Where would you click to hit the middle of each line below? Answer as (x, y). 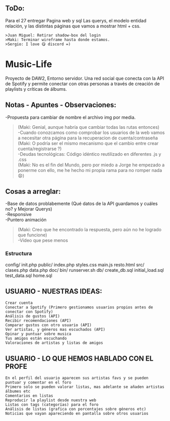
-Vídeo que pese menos (43, 240)
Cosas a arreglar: (33, 191)
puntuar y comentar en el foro (38, 382)
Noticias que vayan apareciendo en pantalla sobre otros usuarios (77, 414)
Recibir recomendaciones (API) (38, 321)
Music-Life (29, 64)
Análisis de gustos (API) (32, 317)
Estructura (19, 254)
